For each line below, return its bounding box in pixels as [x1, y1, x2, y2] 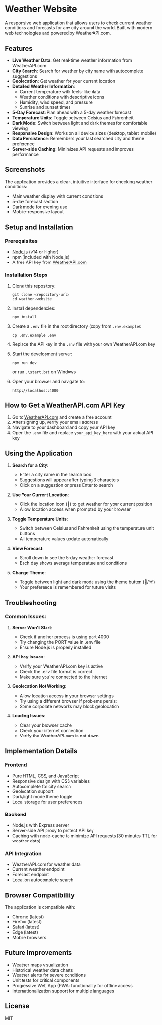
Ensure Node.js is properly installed [19, 644, 92, 650]
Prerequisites [5, 237, 38, 244]
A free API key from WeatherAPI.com [12, 259, 87, 265]
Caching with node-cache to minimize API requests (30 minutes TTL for [12, 833, 158, 839]
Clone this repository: [12, 283, 56, 289]
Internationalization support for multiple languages [12, 988, 114, 994]
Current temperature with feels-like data [19, 88, 101, 94]
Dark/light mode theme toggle [12, 793, 73, 799]
